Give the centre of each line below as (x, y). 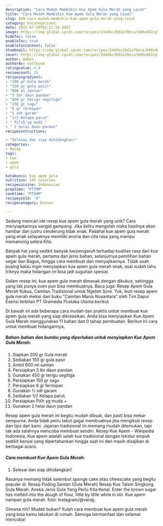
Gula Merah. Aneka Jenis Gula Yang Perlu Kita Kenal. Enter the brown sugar (81, 490)
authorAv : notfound (25, 64)
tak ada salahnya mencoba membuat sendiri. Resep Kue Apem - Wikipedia (80, 431)
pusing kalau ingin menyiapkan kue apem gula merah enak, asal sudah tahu (81, 266)
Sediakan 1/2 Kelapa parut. (39, 396)
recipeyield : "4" (23, 198)
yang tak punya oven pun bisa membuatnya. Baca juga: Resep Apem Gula (79, 286)
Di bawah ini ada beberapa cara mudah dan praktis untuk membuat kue (77, 311)
